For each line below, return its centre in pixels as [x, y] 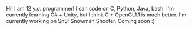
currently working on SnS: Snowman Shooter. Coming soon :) [80, 21]
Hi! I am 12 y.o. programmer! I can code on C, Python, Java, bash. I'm [90, 9]
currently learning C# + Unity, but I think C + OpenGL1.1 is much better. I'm [96, 15]
